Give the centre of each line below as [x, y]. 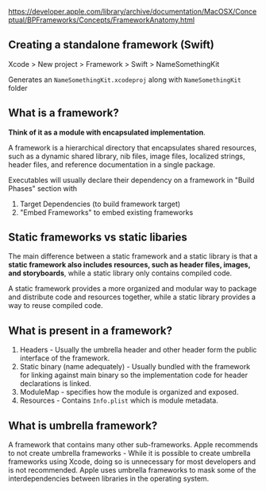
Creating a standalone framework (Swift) [111, 45]
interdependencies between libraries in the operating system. [109, 479]
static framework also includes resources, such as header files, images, [129, 265]
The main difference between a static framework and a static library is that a [133, 256]
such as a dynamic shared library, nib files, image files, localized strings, [127, 156]
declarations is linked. [55, 384]
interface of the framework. [65, 358]
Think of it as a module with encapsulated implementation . [107, 132]
